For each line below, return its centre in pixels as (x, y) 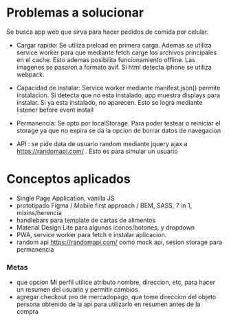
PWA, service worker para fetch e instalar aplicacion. (91, 234)
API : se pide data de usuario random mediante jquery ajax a (102, 143)
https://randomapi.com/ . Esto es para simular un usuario (97, 151)
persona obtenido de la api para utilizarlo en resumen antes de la (108, 304)
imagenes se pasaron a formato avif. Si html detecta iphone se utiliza (114, 67)
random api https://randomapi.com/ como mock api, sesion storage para (119, 242)
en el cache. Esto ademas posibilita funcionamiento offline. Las (106, 59)
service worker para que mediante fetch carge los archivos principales (117, 52)
